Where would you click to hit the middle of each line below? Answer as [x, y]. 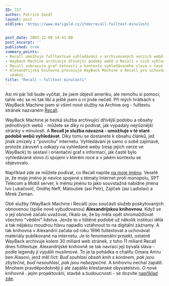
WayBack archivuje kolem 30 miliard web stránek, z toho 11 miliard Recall [81, 241]
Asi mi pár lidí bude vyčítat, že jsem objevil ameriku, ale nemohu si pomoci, [83, 94]
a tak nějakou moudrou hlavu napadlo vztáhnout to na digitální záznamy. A [82, 225]
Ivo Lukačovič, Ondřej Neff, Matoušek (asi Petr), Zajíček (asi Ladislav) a [79, 188]
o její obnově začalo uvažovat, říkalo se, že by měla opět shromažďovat [79, 214]
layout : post [19, 19]
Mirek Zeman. [20, 194]
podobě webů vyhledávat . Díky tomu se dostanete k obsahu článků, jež [80, 136]
